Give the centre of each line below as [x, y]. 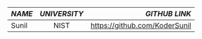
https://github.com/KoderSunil [141, 25]
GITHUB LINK [169, 14]
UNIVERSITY [62, 14]
